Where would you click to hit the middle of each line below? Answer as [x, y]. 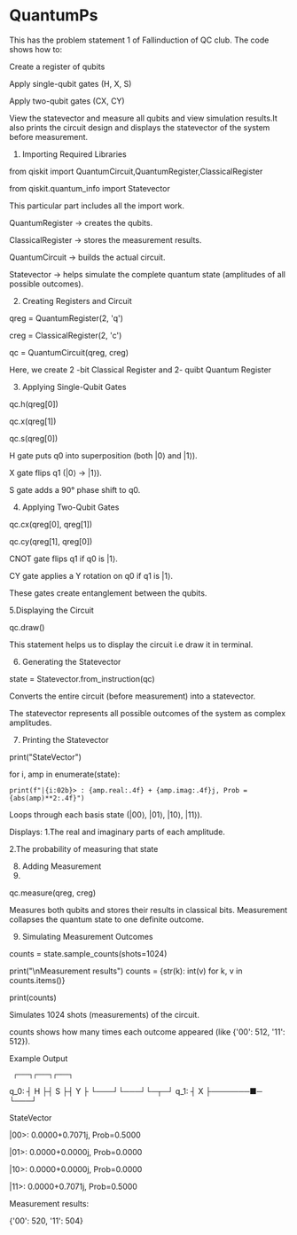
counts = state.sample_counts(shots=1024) [88, 953]
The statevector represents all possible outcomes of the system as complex [148, 713]
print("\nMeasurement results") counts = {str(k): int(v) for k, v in [126, 971]
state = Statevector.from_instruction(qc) [82, 678]
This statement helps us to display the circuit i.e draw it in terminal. [131, 645]
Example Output [39, 1058]
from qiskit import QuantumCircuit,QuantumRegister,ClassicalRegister [136, 171]
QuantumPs [54, 16]
